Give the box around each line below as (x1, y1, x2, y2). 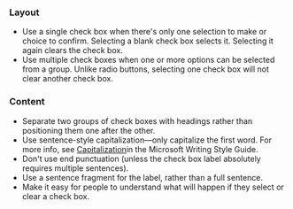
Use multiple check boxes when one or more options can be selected (21, 55, 275, 66)
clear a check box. (21, 190, 90, 201)
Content (9, 96, 46, 108)
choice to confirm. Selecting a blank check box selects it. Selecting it (21, 35, 274, 46)
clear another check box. (21, 74, 113, 84)
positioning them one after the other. (21, 125, 156, 135)
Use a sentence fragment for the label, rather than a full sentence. (21, 172, 264, 182)
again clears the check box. (21, 45, 124, 56)
